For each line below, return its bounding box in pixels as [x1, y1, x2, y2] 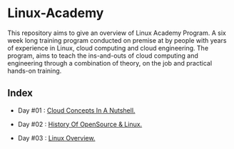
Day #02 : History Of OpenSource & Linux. [17, 120, 143, 128]
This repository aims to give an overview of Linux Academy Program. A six [7, 29, 226, 37]
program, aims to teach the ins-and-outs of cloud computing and [7, 51, 198, 60]
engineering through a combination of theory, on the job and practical [7, 58, 213, 67]
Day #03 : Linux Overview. [17, 133, 96, 142]
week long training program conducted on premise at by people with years [7, 36, 227, 44]
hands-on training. [7, 66, 62, 75]
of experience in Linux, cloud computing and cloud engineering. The [7, 43, 209, 52]
